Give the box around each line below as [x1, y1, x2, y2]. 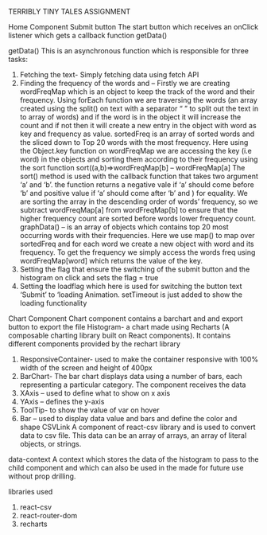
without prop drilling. [8, 471, 76, 481]
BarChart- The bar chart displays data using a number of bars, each [19, 372, 242, 381]
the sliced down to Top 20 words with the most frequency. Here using [19, 138, 249, 146]
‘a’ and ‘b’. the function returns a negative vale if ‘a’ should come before [19, 180, 254, 189]
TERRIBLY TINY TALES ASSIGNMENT [8, 7, 131, 16]
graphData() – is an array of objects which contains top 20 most [19, 222, 229, 232]
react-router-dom [19, 511, 78, 520]
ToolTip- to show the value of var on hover [19, 405, 161, 415]
